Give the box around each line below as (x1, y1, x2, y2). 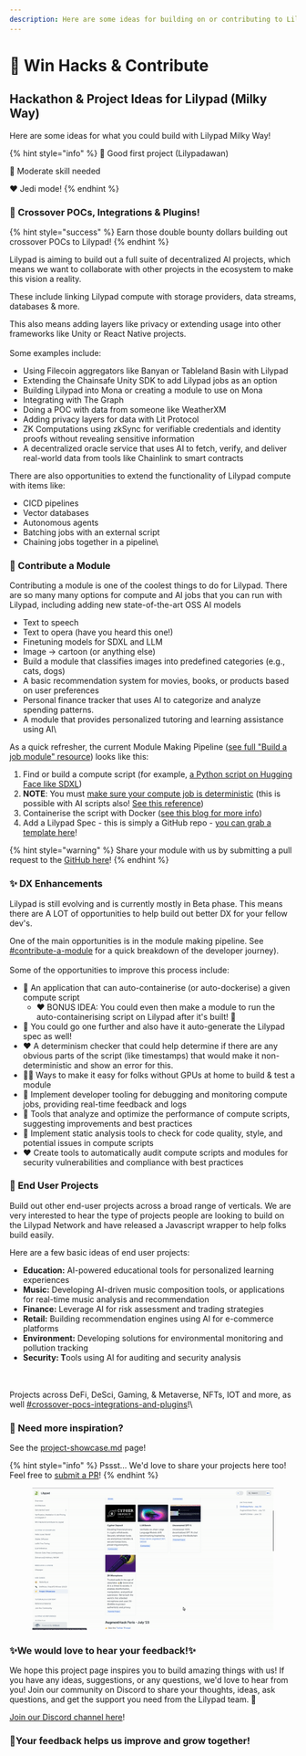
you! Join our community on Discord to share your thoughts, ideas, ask (9, 1685, 276, 1696)
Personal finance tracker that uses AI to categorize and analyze (22, 695, 261, 706)
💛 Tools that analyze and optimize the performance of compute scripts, (22, 1108, 290, 1119)
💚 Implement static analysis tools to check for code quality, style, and (22, 1128, 283, 1139)
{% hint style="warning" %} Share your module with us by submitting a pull (9, 845, 292, 856)
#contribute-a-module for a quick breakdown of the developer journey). (9, 945, 280, 956)
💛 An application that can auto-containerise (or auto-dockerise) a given (22, 982, 291, 993)
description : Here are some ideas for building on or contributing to (9, 15, 283, 24)
